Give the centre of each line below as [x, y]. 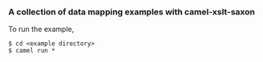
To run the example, [41, 29]
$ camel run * [32, 51]
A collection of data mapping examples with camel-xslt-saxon [131, 12]
